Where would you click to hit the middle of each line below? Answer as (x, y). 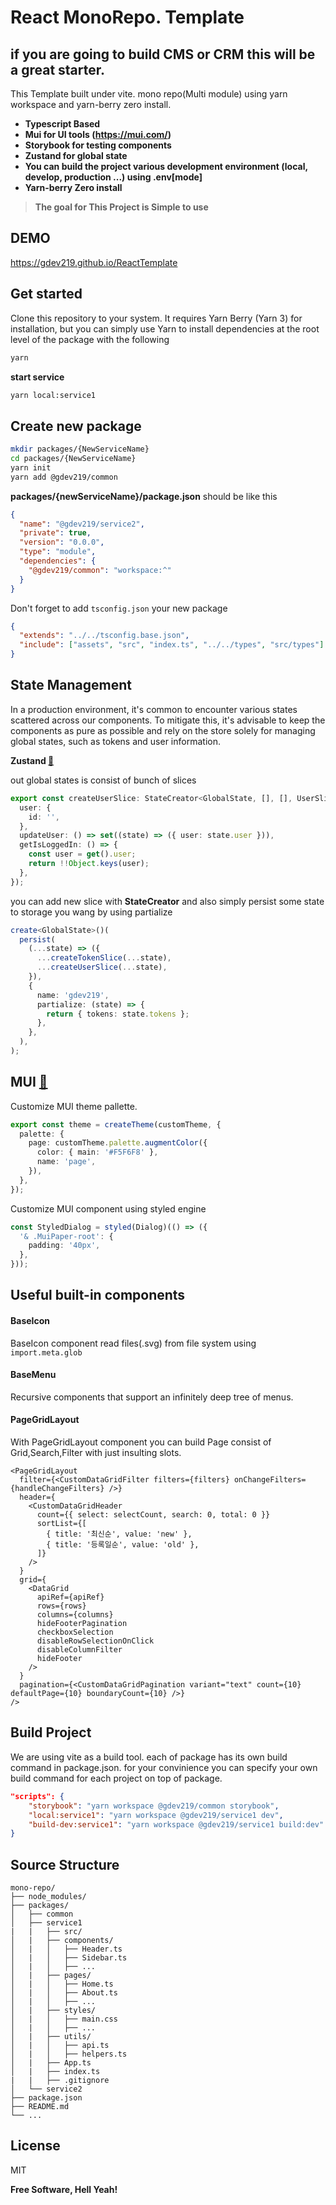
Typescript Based (62, 124)
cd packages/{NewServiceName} (73, 459)
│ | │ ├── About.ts (64, 1993)
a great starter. (57, 69)
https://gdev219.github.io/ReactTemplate (94, 262)
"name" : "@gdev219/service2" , (82, 524)
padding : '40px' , (64, 1246)
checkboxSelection (75, 1632)
